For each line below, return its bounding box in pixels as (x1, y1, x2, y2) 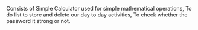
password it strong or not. (6, 18, 71, 24)
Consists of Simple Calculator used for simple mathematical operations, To (6, 5, 192, 12)
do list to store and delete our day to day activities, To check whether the (6, 11, 188, 18)
